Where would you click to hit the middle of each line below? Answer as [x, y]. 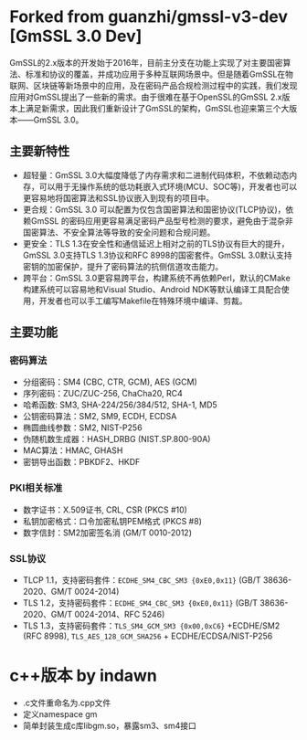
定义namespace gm [60, 714]
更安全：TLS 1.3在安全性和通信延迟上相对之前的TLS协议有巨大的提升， [156, 243]
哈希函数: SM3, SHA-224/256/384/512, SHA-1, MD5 [120, 405]
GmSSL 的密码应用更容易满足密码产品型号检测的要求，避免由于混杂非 [162, 220]
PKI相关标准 [36, 488]
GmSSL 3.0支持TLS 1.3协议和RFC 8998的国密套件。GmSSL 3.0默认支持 [157, 255]
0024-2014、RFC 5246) [120, 615]
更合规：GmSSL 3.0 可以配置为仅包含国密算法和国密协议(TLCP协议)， [154, 209]
